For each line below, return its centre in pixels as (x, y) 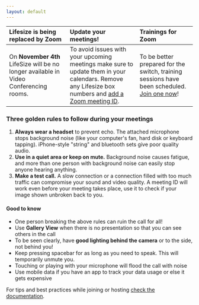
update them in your (98, 71)
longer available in (35, 71)
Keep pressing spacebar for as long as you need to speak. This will (97, 253)
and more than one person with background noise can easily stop (95, 163)
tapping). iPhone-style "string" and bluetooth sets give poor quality (97, 144)
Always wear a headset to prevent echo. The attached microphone (97, 132)
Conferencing (28, 86)
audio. (23, 150)
